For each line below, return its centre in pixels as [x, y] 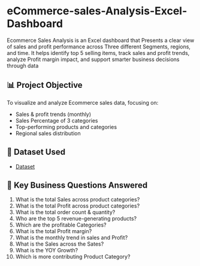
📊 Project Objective [45, 85]
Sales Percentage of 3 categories [57, 120]
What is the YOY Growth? [47, 250]
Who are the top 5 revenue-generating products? [76, 219]
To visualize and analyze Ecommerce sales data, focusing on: [83, 102]
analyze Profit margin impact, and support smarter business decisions [93, 59]
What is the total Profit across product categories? [78, 206]
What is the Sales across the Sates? [60, 244]
